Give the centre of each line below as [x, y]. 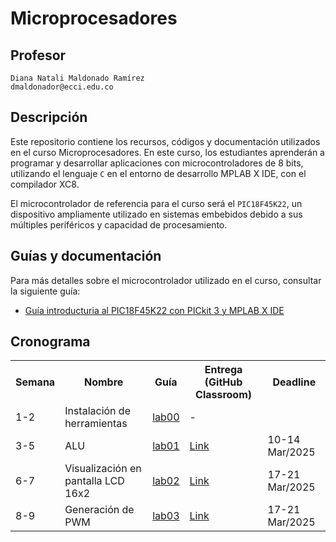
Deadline [294, 382]
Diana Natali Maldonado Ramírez [77, 78]
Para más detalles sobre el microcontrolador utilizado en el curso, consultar [166, 280]
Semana [35, 382]
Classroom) [224, 395]
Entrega [223, 370]
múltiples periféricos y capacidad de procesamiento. [119, 224]
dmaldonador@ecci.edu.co [62, 87]
